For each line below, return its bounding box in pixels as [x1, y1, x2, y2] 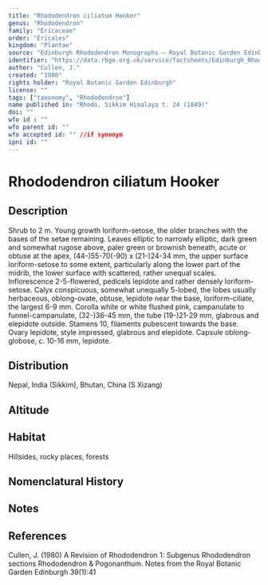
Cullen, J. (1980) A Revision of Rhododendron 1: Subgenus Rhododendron [8, 551, 251, 560]
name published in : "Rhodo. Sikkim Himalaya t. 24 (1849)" [8, 101, 209, 109]
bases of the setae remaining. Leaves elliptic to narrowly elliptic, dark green [8, 233, 257, 244]
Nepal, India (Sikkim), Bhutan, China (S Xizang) [8, 380, 163, 390]
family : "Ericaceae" [8, 26, 77, 34]
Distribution [8, 359, 69, 372]
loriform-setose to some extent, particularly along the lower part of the [8, 259, 241, 269]
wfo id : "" [8, 116, 48, 124]
